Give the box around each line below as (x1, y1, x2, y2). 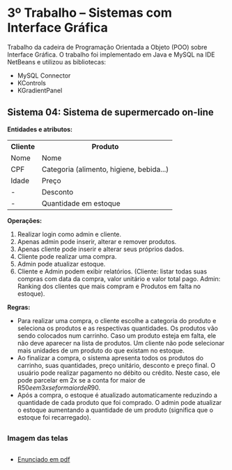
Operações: (7, 216, 42, 225)
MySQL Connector (17, 71, 71, 80)
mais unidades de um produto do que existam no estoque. (17, 346, 185, 355)
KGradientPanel (17, 86, 63, 94)
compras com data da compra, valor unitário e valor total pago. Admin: (17, 274, 221, 283)
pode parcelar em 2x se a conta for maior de (17, 376, 146, 384)
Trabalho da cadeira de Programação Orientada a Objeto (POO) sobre (7, 43, 208, 51)
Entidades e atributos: (7, 124, 73, 134)
